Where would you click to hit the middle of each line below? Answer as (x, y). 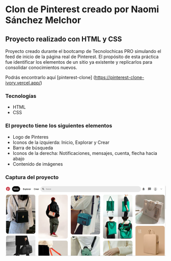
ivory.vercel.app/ (23, 83)
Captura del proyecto (32, 177)
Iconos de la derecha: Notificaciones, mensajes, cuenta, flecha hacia (85, 153)
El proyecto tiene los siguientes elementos (59, 126)
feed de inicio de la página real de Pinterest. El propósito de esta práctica (82, 57)
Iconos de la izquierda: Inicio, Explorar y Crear (61, 142)
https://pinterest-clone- (120, 77)
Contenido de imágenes (38, 164)
